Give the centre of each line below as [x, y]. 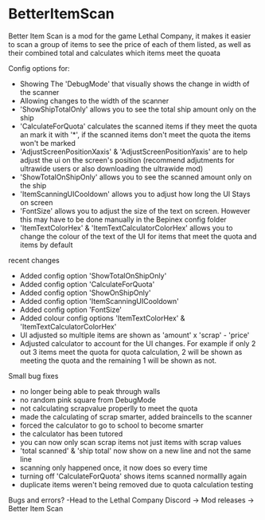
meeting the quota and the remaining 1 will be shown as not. [118, 360]
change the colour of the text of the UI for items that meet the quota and [138, 236]
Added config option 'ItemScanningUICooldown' [99, 301]
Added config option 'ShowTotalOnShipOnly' [93, 275]
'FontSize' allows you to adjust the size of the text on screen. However [135, 211]
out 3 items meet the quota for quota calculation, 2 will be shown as [131, 352]
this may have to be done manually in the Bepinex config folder [123, 219]
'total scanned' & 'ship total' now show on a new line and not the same [135, 451]
